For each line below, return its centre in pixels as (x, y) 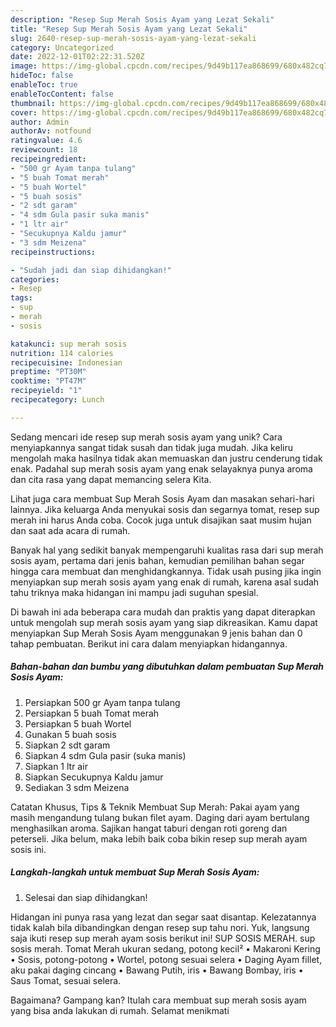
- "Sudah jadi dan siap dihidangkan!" (91, 270)
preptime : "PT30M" (48, 372)
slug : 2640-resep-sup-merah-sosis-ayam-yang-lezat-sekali (133, 38)
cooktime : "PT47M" (48, 381)
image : (24, 66)
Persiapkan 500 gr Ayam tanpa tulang (102, 702)
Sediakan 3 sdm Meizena (77, 787)
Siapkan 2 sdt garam (67, 745)
